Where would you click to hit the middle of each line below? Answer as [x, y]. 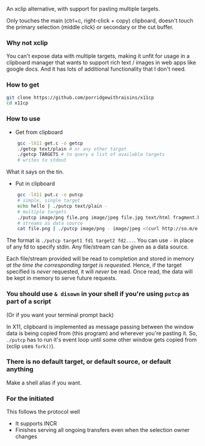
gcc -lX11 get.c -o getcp [50, 143]
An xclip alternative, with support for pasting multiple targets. [83, 9]
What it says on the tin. [35, 172]
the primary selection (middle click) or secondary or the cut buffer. [90, 27]
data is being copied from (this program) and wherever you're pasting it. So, [102, 333]
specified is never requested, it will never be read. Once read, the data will [100, 272]
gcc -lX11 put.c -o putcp [50, 195]
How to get [23, 85]
